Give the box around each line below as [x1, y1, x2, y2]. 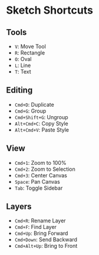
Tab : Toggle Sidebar [14, 184, 63, 192]
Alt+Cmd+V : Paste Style [14, 126, 70, 133]
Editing [6, 85, 33, 95]
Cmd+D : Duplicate [14, 101, 54, 108]
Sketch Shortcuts [6, 4, 93, 17]
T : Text [14, 68, 31, 75]
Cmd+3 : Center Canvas [14, 171, 68, 179]
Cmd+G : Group [14, 107, 47, 114]
